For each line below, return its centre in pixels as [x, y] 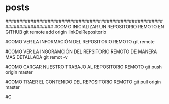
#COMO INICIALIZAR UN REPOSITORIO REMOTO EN [109, 26]
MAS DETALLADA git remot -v [37, 57]
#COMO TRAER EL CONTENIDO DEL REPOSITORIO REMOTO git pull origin [83, 82]
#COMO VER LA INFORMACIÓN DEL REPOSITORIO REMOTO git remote [80, 41]
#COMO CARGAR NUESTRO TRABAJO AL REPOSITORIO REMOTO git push [84, 67]
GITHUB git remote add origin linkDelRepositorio [56, 32]
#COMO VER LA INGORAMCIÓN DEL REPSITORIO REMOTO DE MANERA [81, 51]
